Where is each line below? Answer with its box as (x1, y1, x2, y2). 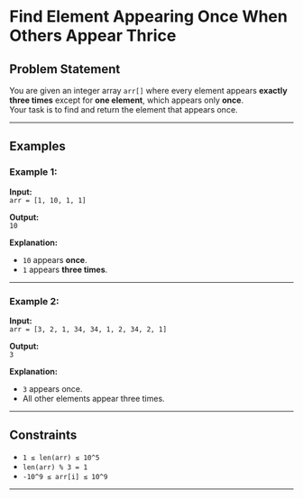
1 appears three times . (22, 264, 108, 275)
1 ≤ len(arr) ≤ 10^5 (22, 453, 100, 462)
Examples (9, 139, 66, 154)
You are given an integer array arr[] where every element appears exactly (9, 86, 288, 95)
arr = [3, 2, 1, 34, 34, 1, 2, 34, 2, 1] (9, 324, 168, 334)
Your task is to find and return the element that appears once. (9, 104, 238, 114)
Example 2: (9, 295, 60, 307)
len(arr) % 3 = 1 (22, 462, 88, 472)
